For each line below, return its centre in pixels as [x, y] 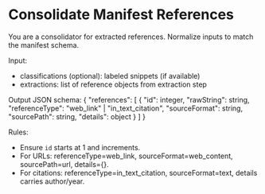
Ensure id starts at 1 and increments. [80, 147]
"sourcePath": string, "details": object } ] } [77, 116]
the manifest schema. [44, 45]
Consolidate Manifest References [121, 15]
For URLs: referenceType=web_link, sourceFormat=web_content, [126, 156]
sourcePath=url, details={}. [64, 164]
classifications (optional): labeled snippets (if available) [110, 76]
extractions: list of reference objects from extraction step [113, 84]
